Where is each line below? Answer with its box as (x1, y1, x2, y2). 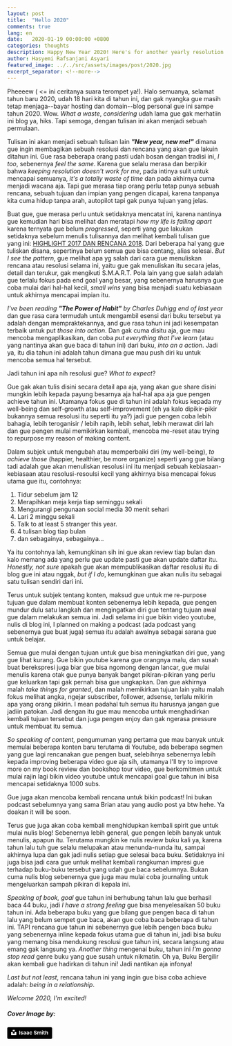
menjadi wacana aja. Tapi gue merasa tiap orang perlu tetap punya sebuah (7, 181, 220, 190)
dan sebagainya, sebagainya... (17, 534, 104, 542)
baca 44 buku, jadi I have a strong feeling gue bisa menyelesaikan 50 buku (7, 901, 221, 909)
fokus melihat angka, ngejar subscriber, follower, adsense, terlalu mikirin (7, 692, 213, 700)
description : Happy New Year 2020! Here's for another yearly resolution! (7, 49, 227, 56)
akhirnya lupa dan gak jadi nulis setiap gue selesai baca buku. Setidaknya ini (7, 850, 224, 859)
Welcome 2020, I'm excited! (7, 993, 87, 1002)
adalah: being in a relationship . (7, 980, 95, 989)
